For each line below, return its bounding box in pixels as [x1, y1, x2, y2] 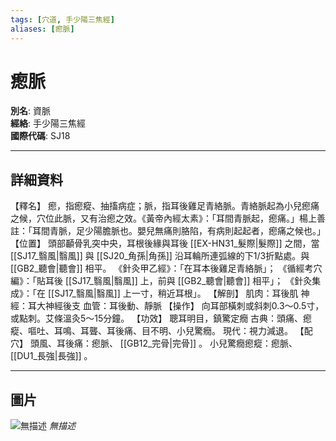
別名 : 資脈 [10, 105, 51, 117]
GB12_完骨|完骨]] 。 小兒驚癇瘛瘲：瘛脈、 [126, 337, 298, 350]
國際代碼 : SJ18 [10, 130, 71, 142]
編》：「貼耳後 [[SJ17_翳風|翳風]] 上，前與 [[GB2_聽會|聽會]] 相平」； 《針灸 [10, 275, 313, 287]
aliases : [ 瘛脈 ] [10, 24, 75, 34]
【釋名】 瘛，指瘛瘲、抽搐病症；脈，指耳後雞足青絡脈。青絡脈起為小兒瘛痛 [10, 200, 320, 212]
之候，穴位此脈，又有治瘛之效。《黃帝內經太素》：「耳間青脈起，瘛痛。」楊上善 [10, 212, 326, 225]
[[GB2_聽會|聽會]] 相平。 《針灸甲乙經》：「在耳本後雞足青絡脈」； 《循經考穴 [10, 262, 323, 275]
